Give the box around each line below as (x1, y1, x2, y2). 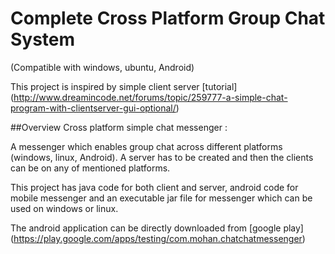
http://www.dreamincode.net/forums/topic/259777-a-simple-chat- (13, 91, 288, 103)
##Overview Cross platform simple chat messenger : (10, 121, 228, 133)
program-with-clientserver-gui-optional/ (10, 102, 177, 114)
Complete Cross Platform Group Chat (10, 7, 326, 30)
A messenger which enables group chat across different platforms (10, 140, 283, 152)
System (10, 28, 76, 51)
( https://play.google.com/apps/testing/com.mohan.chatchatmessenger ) (10, 232, 306, 244)
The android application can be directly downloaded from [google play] (10, 222, 304, 234)
